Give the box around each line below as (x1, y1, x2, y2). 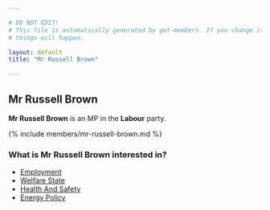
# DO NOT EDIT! (8, 18, 59, 26)
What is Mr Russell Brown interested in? (8, 149, 167, 160)
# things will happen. (8, 34, 84, 42)
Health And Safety (19, 184, 81, 194)
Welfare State (19, 176, 66, 185)
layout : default (8, 48, 63, 56)
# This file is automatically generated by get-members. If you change (8, 26, 253, 34)
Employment (19, 168, 62, 177)
